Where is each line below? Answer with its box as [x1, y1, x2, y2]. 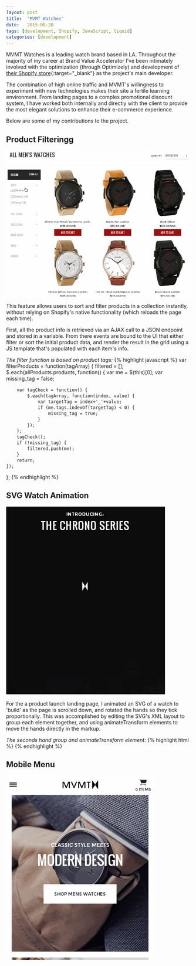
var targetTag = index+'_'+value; [37, 399, 122, 405]
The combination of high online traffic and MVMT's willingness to [6, 81, 164, 88]
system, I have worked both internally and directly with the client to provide [6, 100, 188, 107]
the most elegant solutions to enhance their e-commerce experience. [6, 106, 174, 113]
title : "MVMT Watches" [6, 15, 65, 22]
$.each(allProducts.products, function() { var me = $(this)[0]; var [6, 368, 163, 375]
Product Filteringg [6, 134, 74, 144]
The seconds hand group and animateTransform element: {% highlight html [6, 736, 189, 743]
